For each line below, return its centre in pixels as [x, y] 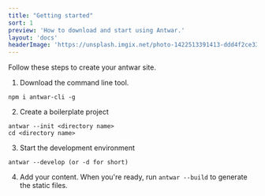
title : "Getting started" [50, 15]
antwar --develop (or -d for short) [68, 163]
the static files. [44, 186]
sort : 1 [21, 23]
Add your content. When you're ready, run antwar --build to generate [133, 177]
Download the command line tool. [74, 83]
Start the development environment [77, 148]
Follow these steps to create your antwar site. [82, 67]
